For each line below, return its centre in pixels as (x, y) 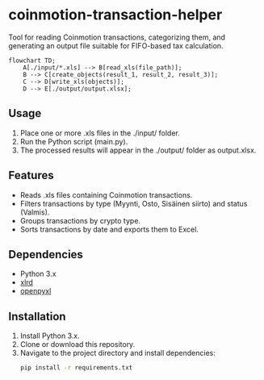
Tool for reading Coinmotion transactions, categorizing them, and (117, 37)
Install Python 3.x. (50, 336)
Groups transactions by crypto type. (80, 220)
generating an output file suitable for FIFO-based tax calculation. (116, 45)
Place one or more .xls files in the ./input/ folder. (100, 133)
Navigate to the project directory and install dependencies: (117, 353)
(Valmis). (35, 212)
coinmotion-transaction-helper (115, 15)
